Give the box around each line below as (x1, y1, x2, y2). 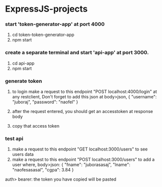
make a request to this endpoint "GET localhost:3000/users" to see (12, 146, 148, 152)
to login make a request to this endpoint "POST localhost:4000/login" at (12, 89, 157, 94)
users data (12, 151, 34, 157)
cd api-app (12, 60, 35, 66)
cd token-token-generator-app (12, 32, 74, 37)
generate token (5, 77, 43, 84)
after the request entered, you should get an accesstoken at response (12, 109, 153, 114)
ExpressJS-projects (5, 3, 88, 15)
